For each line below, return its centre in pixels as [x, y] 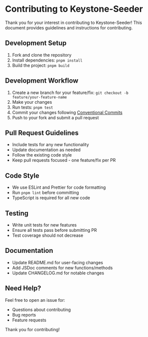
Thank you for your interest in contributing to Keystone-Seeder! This [74, 22]
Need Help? [23, 288]
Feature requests [29, 320]
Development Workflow [42, 81]
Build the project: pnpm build [41, 65]
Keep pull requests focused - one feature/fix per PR [64, 160]
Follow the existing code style [42, 155]
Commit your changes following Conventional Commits [67, 112]
